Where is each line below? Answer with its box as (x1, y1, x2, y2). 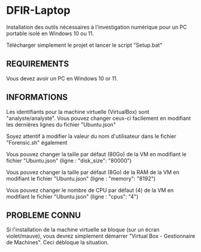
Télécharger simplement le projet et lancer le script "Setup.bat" (6, 41, 163, 49)
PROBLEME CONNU (6, 210, 81, 220)
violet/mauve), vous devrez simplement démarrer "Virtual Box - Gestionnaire (6, 232, 196, 240)
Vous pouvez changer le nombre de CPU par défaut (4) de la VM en (6, 187, 174, 194)
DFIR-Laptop (6, 4, 71, 17)
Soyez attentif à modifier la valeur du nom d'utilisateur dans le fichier (6, 133, 176, 140)
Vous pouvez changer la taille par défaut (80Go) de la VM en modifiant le (6, 151, 187, 158)
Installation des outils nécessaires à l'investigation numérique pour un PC (6, 23, 187, 31)
